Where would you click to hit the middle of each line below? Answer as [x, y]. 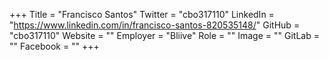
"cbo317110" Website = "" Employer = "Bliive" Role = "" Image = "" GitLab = [164, 35]
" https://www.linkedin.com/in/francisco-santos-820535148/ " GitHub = [155, 25]
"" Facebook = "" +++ [54, 46]
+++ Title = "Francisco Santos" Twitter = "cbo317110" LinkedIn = [142, 14]
